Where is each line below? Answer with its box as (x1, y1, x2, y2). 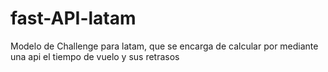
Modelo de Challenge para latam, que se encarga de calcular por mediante (10, 40, 319, 52)
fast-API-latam (10, 7, 137, 30)
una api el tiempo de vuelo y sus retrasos (10, 50, 180, 62)
